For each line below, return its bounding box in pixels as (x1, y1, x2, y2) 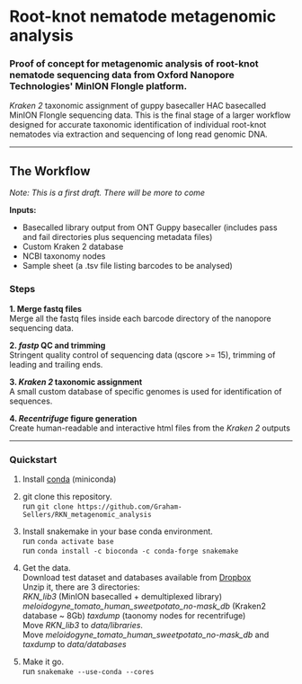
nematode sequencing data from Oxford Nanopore (9, 69, 235, 82)
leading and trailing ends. (9, 359, 103, 369)
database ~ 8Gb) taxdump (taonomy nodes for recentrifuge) (22, 609, 246, 621)
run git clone (22, 501, 74, 511)
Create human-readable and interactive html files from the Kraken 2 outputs (9, 422, 290, 433)
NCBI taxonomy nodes (22, 251, 106, 262)
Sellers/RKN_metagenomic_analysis (22, 510, 152, 519)
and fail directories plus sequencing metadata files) (22, 232, 213, 243)
